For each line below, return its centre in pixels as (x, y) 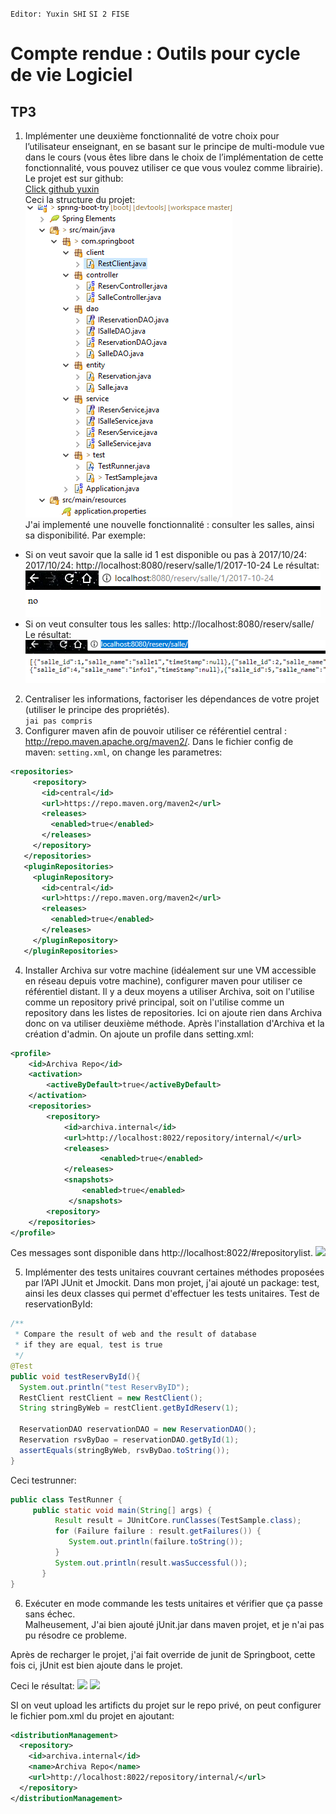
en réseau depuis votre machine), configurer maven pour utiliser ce (163, 980)
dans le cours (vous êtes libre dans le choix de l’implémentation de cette (174, 157)
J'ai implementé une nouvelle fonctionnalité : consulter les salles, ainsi (169, 524)
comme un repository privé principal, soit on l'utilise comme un (154, 1002)
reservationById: (58, 1304)
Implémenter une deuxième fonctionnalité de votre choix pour (152, 136)
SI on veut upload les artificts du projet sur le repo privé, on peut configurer (166, 1705)
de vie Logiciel (71, 75)
